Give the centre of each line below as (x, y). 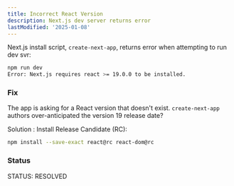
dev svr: (19, 55)
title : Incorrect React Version (55, 14)
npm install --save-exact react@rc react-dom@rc (81, 143)
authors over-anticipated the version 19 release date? (85, 116)
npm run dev (25, 68)
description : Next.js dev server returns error (79, 21)
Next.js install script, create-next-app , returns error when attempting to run (117, 48)
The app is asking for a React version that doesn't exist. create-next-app (114, 108)
